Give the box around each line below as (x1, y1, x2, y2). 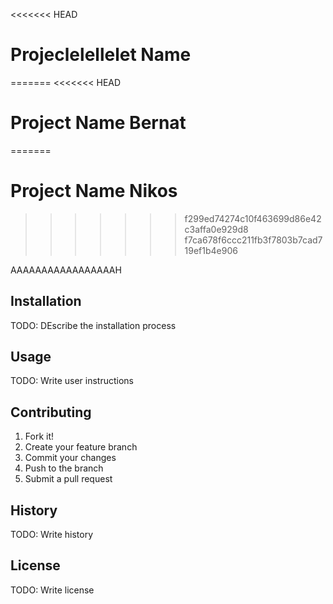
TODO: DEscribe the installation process (10, 319, 177, 331)
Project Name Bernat (10, 112, 187, 134)
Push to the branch (24, 462, 104, 474)
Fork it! (24, 430, 55, 443)
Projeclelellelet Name (10, 44, 192, 66)
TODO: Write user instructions (10, 375, 135, 387)
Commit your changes (24, 452, 117, 464)
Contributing (10, 404, 92, 421)
